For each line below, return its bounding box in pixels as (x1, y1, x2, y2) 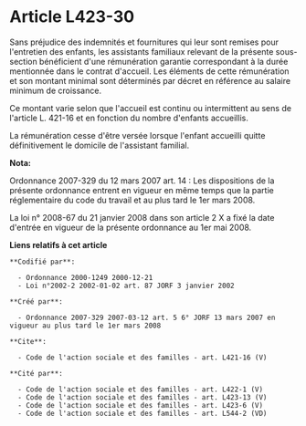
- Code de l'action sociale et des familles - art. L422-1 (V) (17, 385, 263, 394)
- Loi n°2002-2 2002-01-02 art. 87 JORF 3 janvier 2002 (17, 281, 235, 290)
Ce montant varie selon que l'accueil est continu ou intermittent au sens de (9, 102, 292, 113)
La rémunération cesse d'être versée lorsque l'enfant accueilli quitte (9, 130, 266, 140)
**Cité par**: (9, 369, 64, 378)
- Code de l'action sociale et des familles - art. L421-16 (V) (17, 353, 268, 362)
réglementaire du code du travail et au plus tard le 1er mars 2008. (9, 194, 256, 205)
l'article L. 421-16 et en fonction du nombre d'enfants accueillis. (9, 112, 248, 123)
